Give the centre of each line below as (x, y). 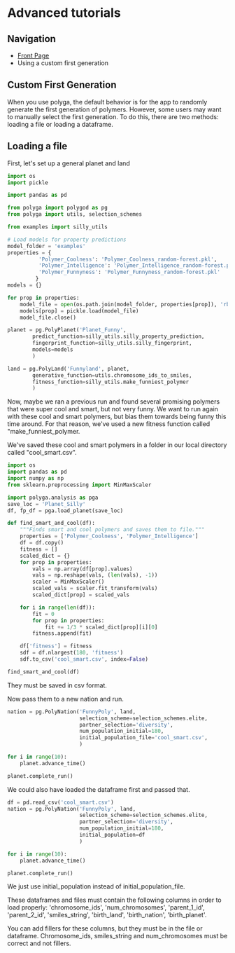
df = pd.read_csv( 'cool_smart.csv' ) (60, 802)
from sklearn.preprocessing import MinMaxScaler (79, 485)
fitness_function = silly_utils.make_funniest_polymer (111, 382)
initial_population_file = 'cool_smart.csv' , (144, 738)
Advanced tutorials (64, 13)
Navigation (31, 39)
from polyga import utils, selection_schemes (74, 214)
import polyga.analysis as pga (53, 498)
